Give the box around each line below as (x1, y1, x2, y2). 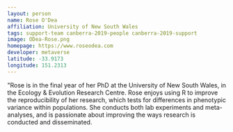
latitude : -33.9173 (7, 56, 64, 63)
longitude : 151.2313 (7, 62, 67, 69)
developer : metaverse (7, 49, 70, 56)
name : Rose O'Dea (7, 17, 58, 24)
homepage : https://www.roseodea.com (7, 42, 113, 49)
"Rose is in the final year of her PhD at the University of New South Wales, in (7, 81, 227, 89)
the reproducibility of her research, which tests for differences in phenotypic (7, 95, 226, 104)
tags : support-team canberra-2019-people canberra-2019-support (7, 29, 198, 37)
